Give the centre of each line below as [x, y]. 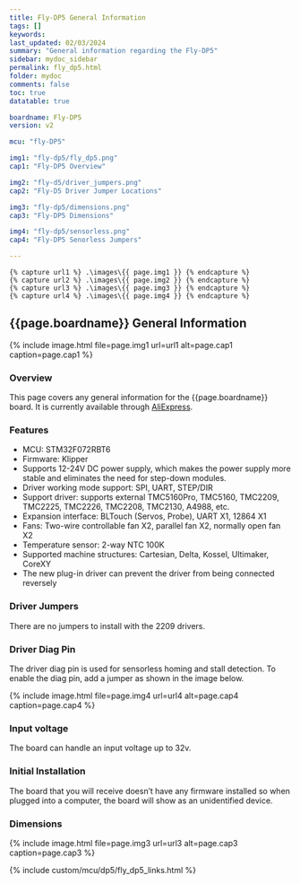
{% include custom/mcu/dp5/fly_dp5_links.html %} [103, 870]
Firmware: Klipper [55, 460]
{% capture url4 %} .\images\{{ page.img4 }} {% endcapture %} [130, 296]
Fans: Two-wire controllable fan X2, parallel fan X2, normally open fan [151, 526]
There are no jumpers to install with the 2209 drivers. [107, 626]
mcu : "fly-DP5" [38, 142]
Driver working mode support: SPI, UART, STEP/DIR [117, 488]
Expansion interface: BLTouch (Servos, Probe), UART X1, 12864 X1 [144, 516]
